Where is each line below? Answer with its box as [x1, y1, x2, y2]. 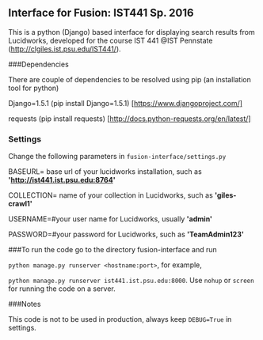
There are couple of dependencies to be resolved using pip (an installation [8, 74, 251, 84]
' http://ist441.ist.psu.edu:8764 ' [8, 176, 116, 185]
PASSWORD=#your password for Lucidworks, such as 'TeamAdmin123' [8, 229, 244, 240]
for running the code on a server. [8, 284, 116, 293]
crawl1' [8, 199, 33, 209]
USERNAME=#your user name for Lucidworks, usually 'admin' [8, 214, 212, 224]
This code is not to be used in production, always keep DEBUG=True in [8, 315, 232, 324]
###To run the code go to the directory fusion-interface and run [8, 245, 218, 255]
